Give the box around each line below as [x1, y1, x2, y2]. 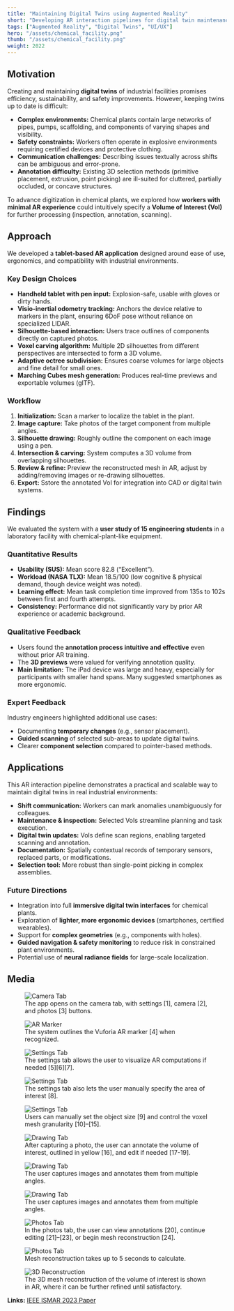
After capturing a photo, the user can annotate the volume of [24, 1141, 199, 1149]
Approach [7, 231, 52, 243]
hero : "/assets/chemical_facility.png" [7, 29, 123, 37]
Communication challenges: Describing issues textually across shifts [17, 152, 218, 160]
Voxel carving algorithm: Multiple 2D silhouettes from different [17, 341, 199, 349]
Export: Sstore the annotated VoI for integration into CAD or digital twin [17, 478, 222, 487]
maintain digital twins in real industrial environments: [7, 787, 158, 796]
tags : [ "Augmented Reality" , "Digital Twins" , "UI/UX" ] [7, 23, 173, 30]
